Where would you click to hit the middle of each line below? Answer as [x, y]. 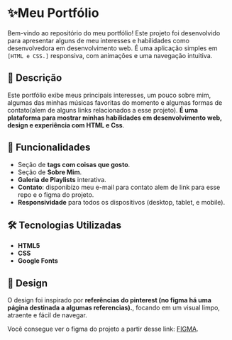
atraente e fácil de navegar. [47, 315]
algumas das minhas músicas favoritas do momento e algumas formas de [115, 102]
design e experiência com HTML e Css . [66, 125]
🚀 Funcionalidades [49, 148]
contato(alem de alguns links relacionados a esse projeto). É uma [103, 110]
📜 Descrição [35, 78]
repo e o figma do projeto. [56, 194]
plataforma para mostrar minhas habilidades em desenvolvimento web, [115, 118]
